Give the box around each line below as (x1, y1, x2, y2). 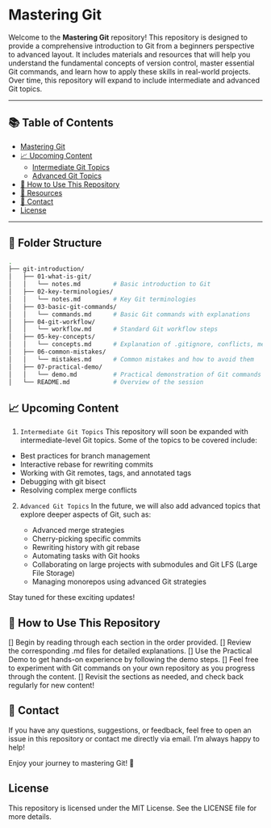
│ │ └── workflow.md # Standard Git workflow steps (8, 325, 219, 333)
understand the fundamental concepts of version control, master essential (8, 58, 255, 68)
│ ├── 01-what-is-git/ (8, 272, 92, 281)
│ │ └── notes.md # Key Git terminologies (8, 295, 197, 303)
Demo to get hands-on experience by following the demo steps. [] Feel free (8, 655, 259, 665)
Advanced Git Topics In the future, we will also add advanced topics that (19, 501, 261, 511)
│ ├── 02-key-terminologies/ (8, 288, 114, 296)
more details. (8, 811, 52, 822)
